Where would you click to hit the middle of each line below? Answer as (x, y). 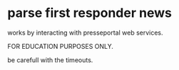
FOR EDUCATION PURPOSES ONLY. (61, 46)
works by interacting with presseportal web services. (85, 33)
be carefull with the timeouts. (50, 60)
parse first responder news (90, 13)
